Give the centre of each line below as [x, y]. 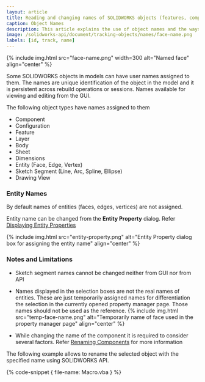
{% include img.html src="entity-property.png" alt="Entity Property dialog [99, 237]
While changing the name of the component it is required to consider [102, 335]
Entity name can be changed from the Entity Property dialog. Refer [91, 219]
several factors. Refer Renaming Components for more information [99, 342]
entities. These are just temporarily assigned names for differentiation [103, 298]
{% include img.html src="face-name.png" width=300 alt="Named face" [98, 58]
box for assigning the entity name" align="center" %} [73, 244]
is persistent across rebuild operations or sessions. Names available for [96, 89]
